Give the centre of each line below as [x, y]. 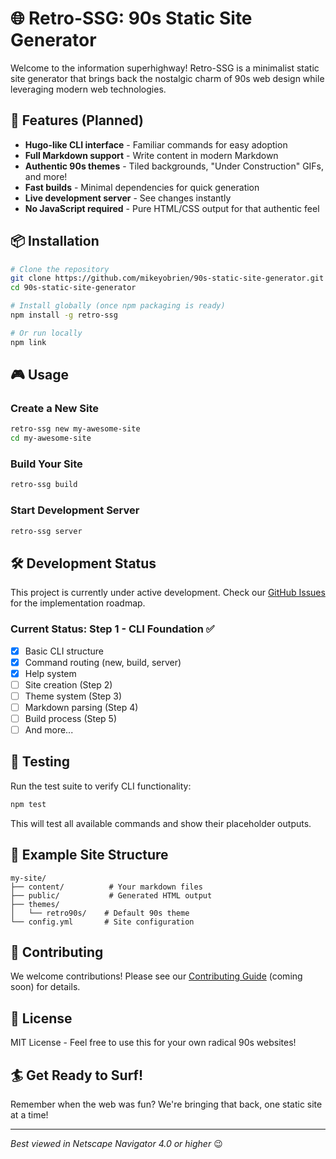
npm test [28, 804]
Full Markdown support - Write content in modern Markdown [151, 155]
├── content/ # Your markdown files [106, 887]
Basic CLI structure [64, 651]
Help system [50, 673]
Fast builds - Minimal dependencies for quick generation [142, 187]
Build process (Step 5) [71, 718]
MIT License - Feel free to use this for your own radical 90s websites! [153, 1043]
